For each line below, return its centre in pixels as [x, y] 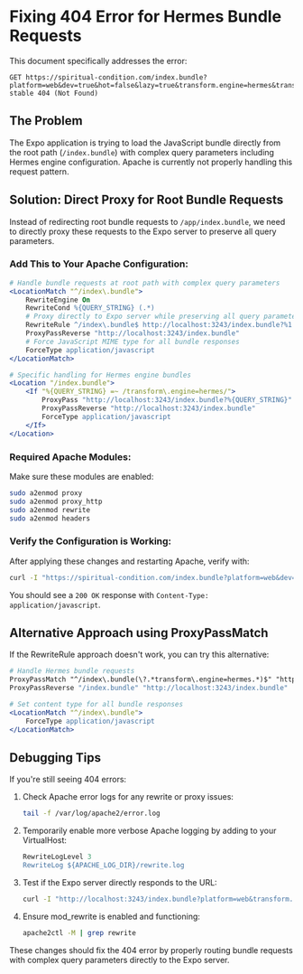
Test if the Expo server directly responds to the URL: [120, 882]
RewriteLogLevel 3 [57, 857]
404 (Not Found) [68, 93]
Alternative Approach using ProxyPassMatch [139, 633]
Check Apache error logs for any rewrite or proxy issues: [128, 797]
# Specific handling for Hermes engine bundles [101, 375]
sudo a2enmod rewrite [50, 510]
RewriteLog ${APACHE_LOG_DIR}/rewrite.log [103, 866]
